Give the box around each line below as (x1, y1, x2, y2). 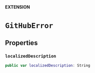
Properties (5, 38, 38, 47)
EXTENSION (5, 4, 30, 10)
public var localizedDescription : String (5, 63, 91, 68)
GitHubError (5, 21, 54, 31)
